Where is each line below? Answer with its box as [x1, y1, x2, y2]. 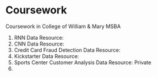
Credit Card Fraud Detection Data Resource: [13, 46, 121, 53]
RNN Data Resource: [13, 34, 64, 41]
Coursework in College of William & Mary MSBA [5, 23, 121, 30]
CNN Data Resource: [13, 40, 64, 47]
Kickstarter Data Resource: [13, 52, 80, 60]
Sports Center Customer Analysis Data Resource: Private [13, 59, 152, 66]
